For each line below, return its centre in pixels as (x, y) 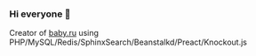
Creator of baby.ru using (54, 33)
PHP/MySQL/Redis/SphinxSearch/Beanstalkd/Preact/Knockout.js (128, 42)
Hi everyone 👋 (40, 14)
